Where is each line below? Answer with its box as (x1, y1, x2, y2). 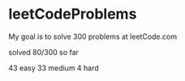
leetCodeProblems (8, 5, 137, 23)
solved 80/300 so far (8, 47, 80, 57)
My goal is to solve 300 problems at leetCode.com (8, 32, 177, 41)
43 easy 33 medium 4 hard (8, 62, 99, 73)
